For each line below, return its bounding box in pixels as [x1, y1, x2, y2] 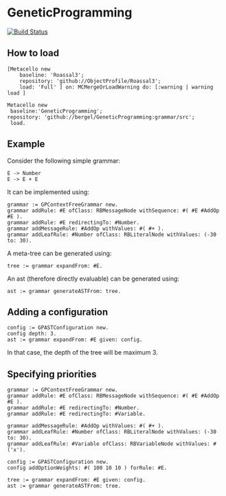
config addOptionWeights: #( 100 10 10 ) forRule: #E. [7, 464, 168, 471]
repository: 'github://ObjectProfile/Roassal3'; [19, 78, 161, 84]
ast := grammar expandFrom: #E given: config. [7, 336, 143, 344]
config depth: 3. [7, 331, 57, 338]
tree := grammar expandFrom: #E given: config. [7, 477, 146, 484]
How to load [7, 47, 60, 59]
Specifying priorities [7, 368, 97, 380]
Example [7, 139, 45, 150]
